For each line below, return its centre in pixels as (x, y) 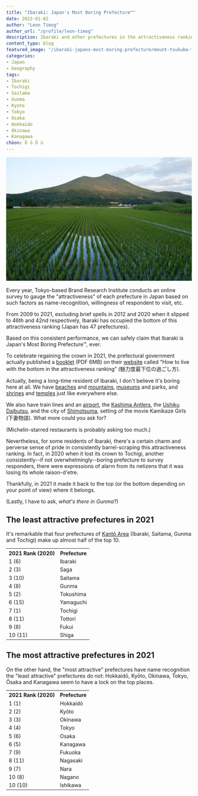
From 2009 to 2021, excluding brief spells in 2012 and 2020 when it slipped (98, 314)
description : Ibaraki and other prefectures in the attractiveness (91, 37)
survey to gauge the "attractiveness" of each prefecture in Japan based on (97, 296)
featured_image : (26, 50)
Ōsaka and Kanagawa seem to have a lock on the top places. (80, 682)
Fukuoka (70, 752)
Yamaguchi (73, 602)
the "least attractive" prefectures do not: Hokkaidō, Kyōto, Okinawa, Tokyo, (97, 676)
